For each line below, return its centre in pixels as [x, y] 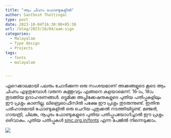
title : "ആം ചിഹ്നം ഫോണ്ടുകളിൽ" [40, 10]
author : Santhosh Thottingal [36, 15]
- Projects [21, 48]
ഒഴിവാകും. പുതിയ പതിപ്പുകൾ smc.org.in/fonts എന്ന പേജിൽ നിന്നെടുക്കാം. [81, 120]
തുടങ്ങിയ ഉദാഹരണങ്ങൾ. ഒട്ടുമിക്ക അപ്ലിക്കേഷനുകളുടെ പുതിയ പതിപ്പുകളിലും [83, 97]
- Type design [25, 43]
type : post [17, 19]
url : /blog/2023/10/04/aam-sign [40, 29]
